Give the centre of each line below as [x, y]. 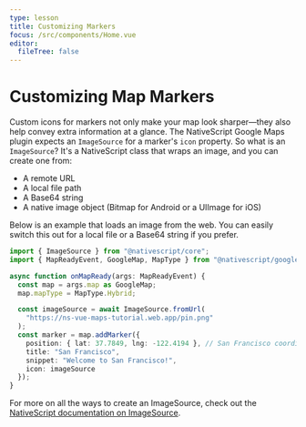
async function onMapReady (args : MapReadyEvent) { [107, 276]
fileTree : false [48, 52]
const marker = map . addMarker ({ [79, 335]
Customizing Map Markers [112, 97]
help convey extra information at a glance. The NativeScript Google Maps [147, 132]
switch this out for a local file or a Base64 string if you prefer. [124, 235]
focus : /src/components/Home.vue [73, 35]
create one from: [41, 161]
